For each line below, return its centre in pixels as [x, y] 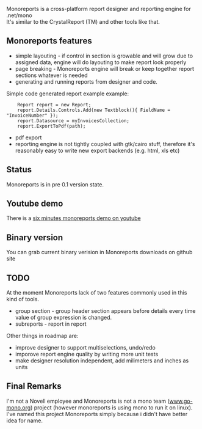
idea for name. [25, 420]
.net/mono [19, 15]
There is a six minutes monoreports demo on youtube [74, 218]
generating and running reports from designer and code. [86, 81]
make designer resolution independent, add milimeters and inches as [102, 361]
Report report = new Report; [54, 105]
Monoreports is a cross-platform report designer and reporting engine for [99, 9]
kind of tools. [23, 299]
